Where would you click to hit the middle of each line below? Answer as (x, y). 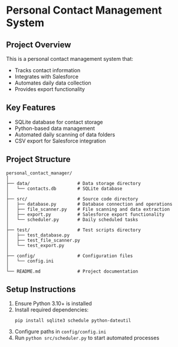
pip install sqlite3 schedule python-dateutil (73, 321)
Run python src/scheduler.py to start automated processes (87, 338)
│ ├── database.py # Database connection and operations (89, 204)
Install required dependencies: (52, 310)
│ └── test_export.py (35, 245)
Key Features (31, 108)
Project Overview (39, 45)
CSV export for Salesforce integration (60, 141)
